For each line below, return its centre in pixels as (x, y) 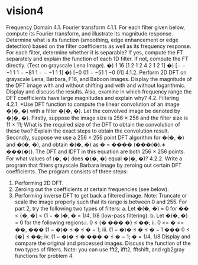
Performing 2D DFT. (39, 183)
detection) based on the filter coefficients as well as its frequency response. (99, 46)
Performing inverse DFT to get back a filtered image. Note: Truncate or (101, 195)
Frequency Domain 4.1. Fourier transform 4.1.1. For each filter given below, (95, 27)
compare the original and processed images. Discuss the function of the (103, 243)
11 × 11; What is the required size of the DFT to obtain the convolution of (93, 124)
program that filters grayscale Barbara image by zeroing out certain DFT (94, 165)
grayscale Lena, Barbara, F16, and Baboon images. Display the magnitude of (99, 79)
